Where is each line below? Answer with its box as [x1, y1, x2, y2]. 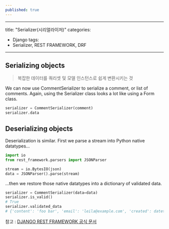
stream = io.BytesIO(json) [5, 167, 62, 172]
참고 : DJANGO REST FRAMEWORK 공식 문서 [5, 218, 97, 224]
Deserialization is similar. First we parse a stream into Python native [5, 138, 145, 143]
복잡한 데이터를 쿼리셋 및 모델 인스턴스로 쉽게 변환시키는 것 [17, 75, 133, 81]
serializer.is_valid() [5, 195, 53, 200]
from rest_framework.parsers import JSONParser [5, 157, 107, 163]
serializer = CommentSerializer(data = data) [5, 190, 98, 195]
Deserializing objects [5, 124, 73, 133]
